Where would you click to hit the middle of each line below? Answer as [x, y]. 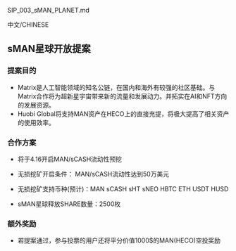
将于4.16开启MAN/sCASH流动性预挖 [69, 159]
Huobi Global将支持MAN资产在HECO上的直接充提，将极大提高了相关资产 [123, 114]
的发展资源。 [36, 105]
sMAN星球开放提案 [49, 49]
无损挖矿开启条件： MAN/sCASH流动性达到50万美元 [93, 174]
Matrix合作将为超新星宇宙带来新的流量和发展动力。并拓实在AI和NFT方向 [122, 96]
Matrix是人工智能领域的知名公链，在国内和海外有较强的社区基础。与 [116, 87]
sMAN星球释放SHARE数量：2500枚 [69, 204]
